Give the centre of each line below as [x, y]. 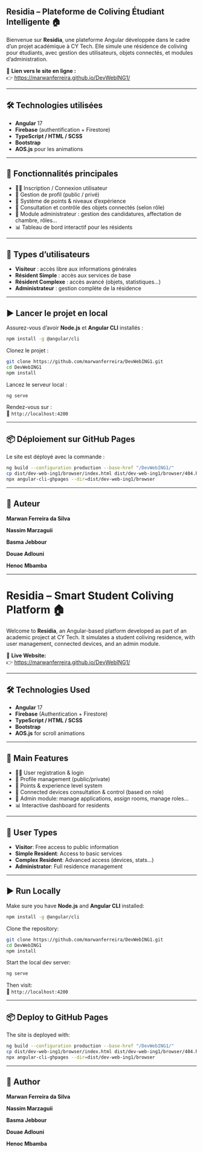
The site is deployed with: [38, 1035]
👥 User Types [32, 832]
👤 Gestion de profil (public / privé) [57, 195]
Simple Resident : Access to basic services [69, 853]
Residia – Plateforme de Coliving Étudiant [85, 12]
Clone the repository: [33, 928]
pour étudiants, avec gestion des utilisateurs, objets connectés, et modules [100, 52]
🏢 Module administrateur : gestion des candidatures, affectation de [98, 214]
